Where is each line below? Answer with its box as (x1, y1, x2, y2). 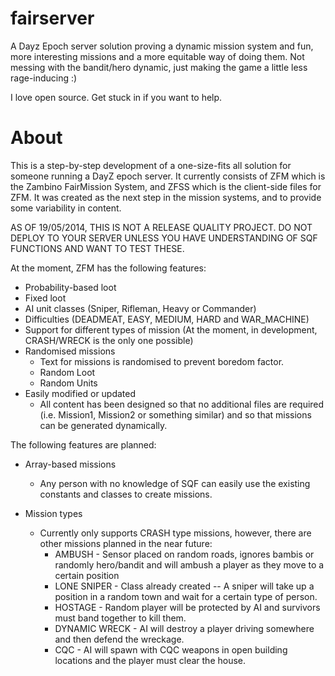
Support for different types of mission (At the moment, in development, (24, 323, 318, 336)
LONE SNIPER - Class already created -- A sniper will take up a (54, 580, 315, 592)
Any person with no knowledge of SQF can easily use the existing (39, 477, 311, 489)
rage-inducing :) (10, 72, 78, 84)
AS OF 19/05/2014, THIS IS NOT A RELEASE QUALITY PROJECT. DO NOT (10, 221, 313, 233)
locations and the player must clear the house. (54, 654, 247, 666)
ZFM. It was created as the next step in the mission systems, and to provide (10, 191, 322, 203)
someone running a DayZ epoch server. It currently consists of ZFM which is (10, 170, 326, 182)
